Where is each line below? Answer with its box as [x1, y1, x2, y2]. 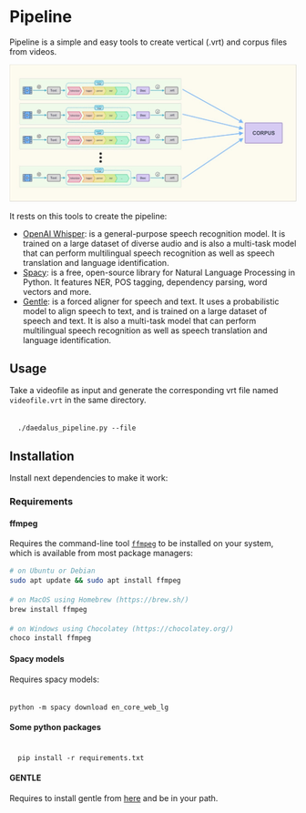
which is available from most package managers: [9, 548, 193, 559]
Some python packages [9, 722, 102, 733]
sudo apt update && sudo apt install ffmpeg [9, 576, 181, 585]
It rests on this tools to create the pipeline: [9, 210, 168, 221]
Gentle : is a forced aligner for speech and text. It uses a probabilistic [22, 296, 280, 307]
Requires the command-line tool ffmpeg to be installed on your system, [9, 538, 274, 549]
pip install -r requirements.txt [17, 753, 145, 762]
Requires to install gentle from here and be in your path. [9, 792, 219, 803]
